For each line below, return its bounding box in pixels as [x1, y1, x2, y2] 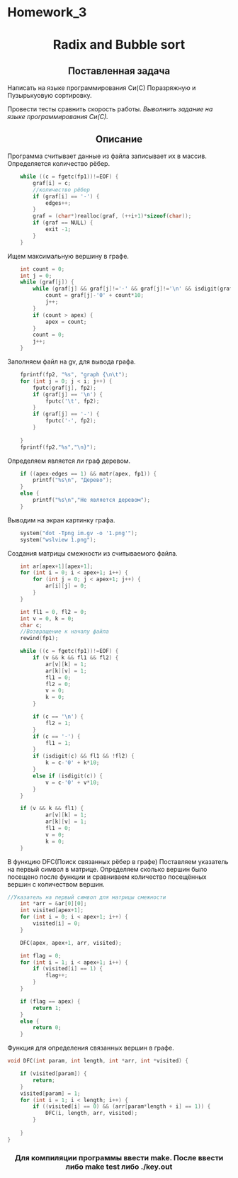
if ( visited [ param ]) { [20, 1070, 87, 1077]
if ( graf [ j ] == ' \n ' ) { [33, 391, 103, 398]
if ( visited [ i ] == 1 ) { [33, 965, 103, 972]
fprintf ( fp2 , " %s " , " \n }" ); [20, 444, 97, 451]
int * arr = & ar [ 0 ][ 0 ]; [20, 900, 87, 907]
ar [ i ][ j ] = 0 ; [45, 583, 87, 590]
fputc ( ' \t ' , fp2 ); [45, 398, 100, 405]
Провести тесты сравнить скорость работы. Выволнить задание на [7, 105, 213, 113]
